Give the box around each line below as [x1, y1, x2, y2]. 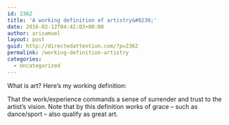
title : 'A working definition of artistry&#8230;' [7, 17, 157, 24]
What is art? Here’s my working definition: [7, 81, 127, 89]
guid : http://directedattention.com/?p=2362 [7, 43, 139, 50]
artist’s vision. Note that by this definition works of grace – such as [7, 102, 198, 110]
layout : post [7, 36, 45, 43]
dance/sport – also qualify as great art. [7, 110, 118, 118]
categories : [7, 56, 42, 63]
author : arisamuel [7, 29, 61, 37]
